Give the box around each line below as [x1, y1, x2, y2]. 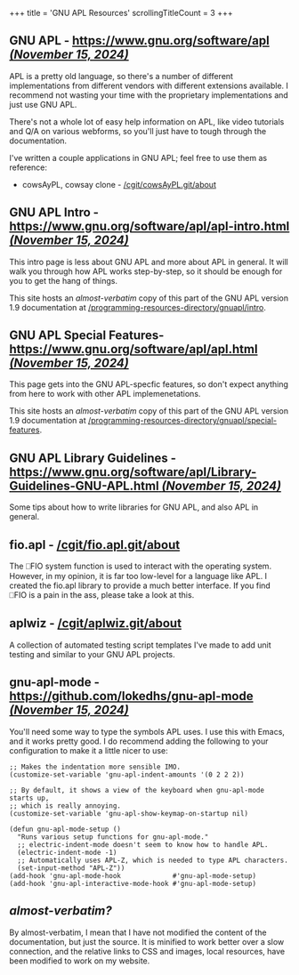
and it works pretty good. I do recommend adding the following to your [9, 736, 269, 746]
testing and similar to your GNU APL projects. [9, 649, 175, 659]
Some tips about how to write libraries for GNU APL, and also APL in [9, 502, 259, 512]
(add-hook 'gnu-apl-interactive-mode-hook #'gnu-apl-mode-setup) [9, 879, 256, 888]
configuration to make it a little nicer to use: [9, 745, 168, 755]
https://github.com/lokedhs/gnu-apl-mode [9, 689, 254, 704]
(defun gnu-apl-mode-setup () [9, 825, 122, 834]
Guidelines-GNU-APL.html [9, 478, 159, 493]
